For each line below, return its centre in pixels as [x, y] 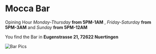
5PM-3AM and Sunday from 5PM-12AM [46, 27]
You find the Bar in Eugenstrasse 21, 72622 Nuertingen [62, 37]
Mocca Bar [27, 9]
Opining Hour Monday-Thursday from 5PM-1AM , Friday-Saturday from [78, 22]
